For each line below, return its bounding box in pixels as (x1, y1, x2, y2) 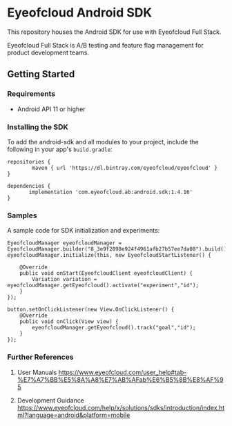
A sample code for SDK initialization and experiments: (7, 226, 160, 235)
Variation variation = (32, 276, 97, 283)
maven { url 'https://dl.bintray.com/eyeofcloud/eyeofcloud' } (32, 164, 217, 171)
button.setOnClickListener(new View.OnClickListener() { (7, 306, 175, 313)
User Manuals (17, 368, 57, 376)
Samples (7, 211, 37, 220)
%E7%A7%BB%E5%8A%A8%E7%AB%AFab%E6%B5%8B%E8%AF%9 (17, 375, 224, 384)
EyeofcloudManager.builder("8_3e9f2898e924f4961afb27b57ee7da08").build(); (7, 246, 230, 253)
